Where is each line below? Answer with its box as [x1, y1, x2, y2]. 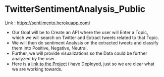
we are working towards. [11, 66, 62, 72]
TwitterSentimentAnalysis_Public [4, 3, 146, 15]
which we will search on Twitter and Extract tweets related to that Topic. [11, 35, 160, 40]
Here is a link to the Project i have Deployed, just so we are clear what [11, 61, 155, 67]
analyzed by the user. [11, 55, 56, 61]
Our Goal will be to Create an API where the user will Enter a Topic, [11, 29, 148, 35]
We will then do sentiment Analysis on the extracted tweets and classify [11, 39, 159, 45]
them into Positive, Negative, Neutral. [11, 45, 88, 51]
